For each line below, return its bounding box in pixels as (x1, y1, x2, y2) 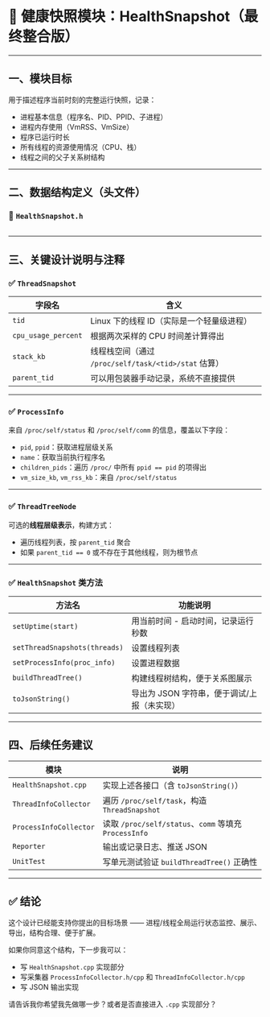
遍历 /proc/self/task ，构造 (102, 795, 207, 806)
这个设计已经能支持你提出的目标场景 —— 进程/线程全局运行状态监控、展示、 (8, 917, 261, 927)
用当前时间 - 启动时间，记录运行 (131, 615, 254, 626)
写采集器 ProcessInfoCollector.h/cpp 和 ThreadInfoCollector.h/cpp (19, 972, 245, 982)
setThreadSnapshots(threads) (12, 643, 124, 652)
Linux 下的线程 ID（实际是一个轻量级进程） (90, 316, 252, 327)
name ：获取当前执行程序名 (19, 453, 106, 462)
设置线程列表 (131, 643, 180, 654)
